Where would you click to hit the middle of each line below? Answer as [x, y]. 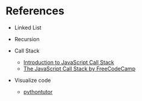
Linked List [28, 27]
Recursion [27, 39]
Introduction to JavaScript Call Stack [69, 62]
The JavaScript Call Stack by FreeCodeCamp [79, 68]
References [35, 11]
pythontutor [38, 91]
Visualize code [32, 80]
